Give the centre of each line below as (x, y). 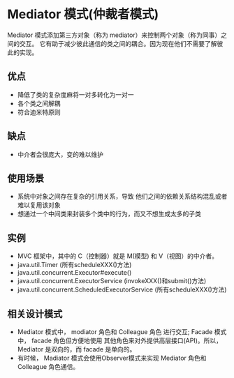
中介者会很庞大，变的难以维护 (60, 154)
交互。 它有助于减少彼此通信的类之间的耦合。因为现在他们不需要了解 (118, 43)
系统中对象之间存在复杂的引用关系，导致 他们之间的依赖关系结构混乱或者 (122, 197)
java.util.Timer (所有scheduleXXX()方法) (74, 265)
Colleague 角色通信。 (48, 366)
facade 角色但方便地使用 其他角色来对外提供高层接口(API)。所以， (126, 340)
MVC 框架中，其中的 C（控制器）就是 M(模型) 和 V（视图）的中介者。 (118, 256)
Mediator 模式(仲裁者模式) (83, 14)
